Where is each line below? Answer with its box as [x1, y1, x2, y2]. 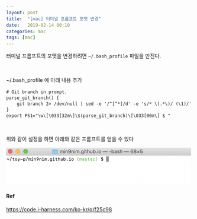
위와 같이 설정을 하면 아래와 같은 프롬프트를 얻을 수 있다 [6, 135, 134, 142]
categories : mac [6, 28, 46, 34]
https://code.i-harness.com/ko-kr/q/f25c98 [6, 205, 112, 213]
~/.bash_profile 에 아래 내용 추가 [6, 77, 82, 84]
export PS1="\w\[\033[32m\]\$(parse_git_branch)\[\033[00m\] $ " [6, 113, 170, 119]
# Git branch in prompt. [6, 89, 67, 95]
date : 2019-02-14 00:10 [6, 22, 70, 28]
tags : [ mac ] [6, 34, 35, 41]
